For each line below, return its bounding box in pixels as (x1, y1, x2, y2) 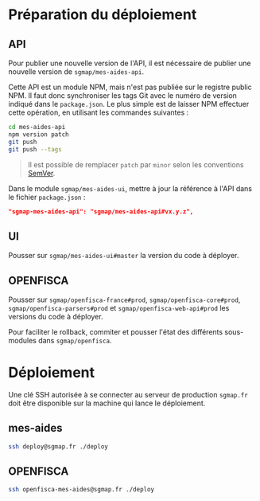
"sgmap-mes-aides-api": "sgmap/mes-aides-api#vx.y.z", (8, 207, 194, 216)
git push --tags (8, 145, 62, 153)
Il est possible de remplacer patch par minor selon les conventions (27, 159, 244, 169)
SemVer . (27, 168, 56, 178)
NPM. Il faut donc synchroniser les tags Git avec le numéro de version (8, 91, 237, 100)
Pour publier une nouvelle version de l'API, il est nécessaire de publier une (8, 58, 251, 68)
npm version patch (8, 130, 69, 139)
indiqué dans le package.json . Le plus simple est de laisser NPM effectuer (8, 100, 250, 108)
